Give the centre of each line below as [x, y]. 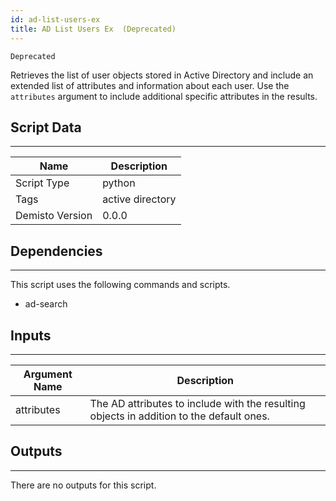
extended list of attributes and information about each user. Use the [150, 85]
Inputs [31, 335]
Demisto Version [54, 216]
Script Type [42, 183]
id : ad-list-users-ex [55, 19]
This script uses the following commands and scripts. [120, 285]
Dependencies [56, 251]
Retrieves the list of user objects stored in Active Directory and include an [162, 75]
